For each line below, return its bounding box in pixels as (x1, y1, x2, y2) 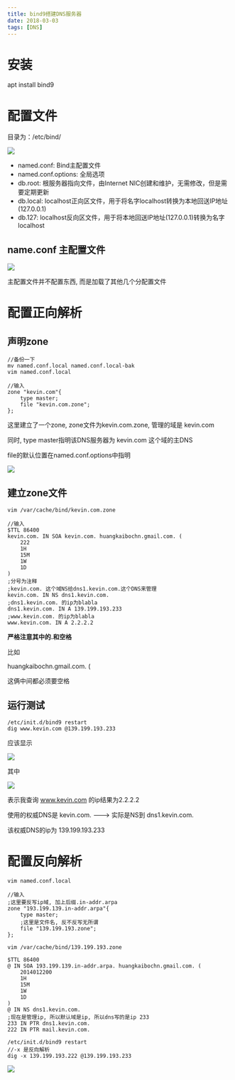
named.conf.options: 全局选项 (17, 170, 105, 179)
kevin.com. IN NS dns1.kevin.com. (7, 591, 110, 598)
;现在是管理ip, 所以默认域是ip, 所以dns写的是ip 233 (7, 1013, 150, 1021)
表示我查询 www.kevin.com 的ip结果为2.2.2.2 (7, 795, 140, 804)
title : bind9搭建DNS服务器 (7, 10, 82, 18)
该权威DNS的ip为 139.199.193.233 (7, 826, 105, 834)
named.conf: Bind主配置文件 (17, 161, 102, 170)
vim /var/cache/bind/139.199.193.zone (7, 943, 122, 951)
